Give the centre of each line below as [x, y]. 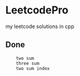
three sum [28, 63]
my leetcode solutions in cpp [40, 26]
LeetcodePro [37, 10]
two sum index [33, 68]
